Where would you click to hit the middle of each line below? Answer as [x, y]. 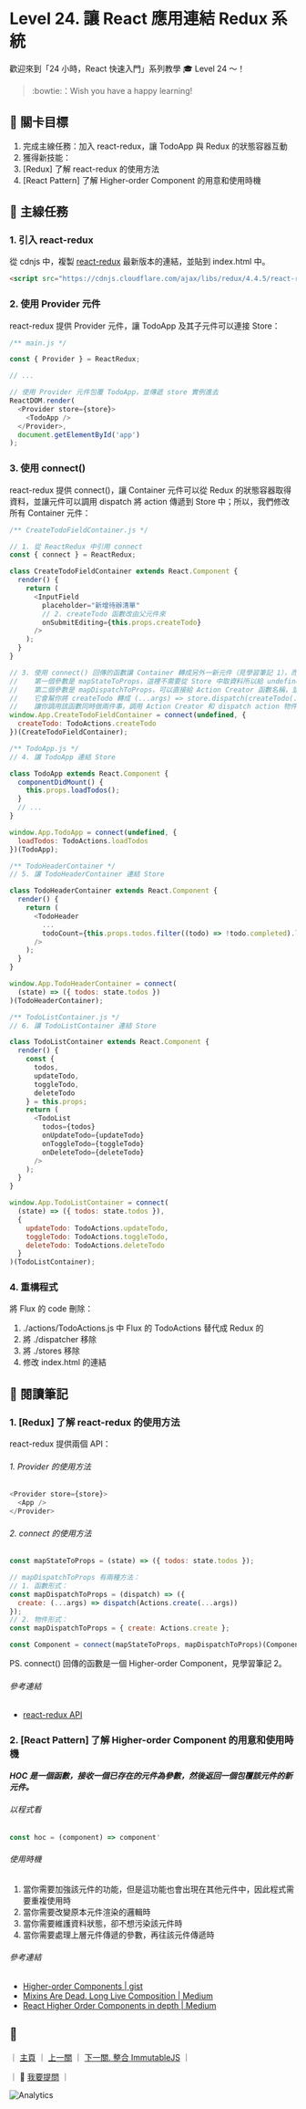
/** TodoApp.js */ [44, 748]
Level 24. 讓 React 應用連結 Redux [139, 19]
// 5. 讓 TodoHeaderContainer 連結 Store [87, 874]
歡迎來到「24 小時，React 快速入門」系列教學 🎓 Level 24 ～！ [127, 68]
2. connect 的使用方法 [51, 1533]
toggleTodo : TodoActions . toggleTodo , [97, 1237]
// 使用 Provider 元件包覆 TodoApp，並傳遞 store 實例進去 [114, 392]
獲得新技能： [46, 157]
